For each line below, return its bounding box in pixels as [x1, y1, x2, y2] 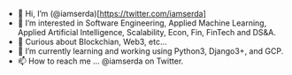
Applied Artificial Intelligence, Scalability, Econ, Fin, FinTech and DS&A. [17, 27, 277, 37]
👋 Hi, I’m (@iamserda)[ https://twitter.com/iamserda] [17, 9, 206, 19]
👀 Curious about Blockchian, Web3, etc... [17, 36, 167, 47]
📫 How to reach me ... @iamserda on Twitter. [17, 56, 184, 66]
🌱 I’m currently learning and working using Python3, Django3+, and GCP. [17, 46, 284, 56]
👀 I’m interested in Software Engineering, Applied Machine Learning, [17, 18, 267, 28]
